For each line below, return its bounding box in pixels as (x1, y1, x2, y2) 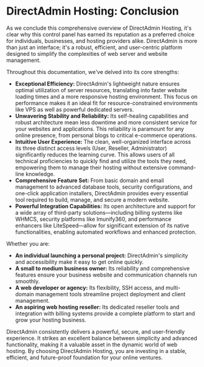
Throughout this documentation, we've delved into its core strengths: (6, 68, 179, 75)
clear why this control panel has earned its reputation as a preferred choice (6, 30, 195, 38)
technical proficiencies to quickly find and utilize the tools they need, (15, 157, 188, 164)
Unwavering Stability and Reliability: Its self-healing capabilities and (15, 112, 189, 120)
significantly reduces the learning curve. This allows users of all (15, 150, 175, 158)
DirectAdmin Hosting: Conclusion (6, 4, 179, 18)
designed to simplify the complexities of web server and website (6, 50, 168, 57)
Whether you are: (6, 240, 50, 247)
